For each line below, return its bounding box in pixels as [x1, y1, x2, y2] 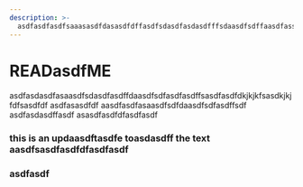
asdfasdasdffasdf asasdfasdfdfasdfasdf [9, 109, 158, 120]
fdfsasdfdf [9, 100, 48, 111]
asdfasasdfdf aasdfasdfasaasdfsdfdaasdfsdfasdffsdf [49, 100, 247, 111]
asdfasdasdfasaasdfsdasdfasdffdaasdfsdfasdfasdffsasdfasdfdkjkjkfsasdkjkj [9, 90, 292, 101]
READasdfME [9, 61, 112, 81]
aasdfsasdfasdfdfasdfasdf [9, 144, 129, 156]
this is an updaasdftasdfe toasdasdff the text [9, 132, 210, 145]
